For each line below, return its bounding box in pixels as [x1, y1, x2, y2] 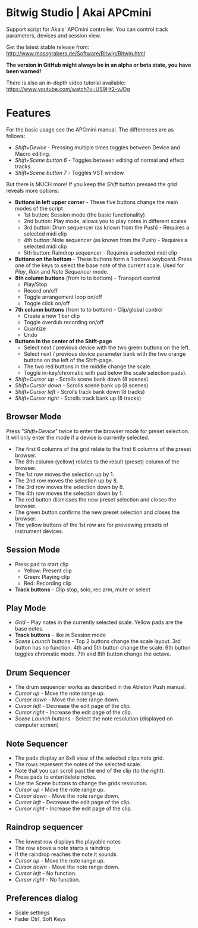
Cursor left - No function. [14, 869, 77, 877]
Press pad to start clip [14, 560, 69, 568]
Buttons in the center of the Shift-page [14, 337, 112, 344]
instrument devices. [14, 527, 64, 535]
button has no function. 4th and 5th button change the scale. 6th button [14, 644, 191, 651]
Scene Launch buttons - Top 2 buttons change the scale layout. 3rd [14, 638, 181, 645]
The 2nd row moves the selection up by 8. [14, 476, 118, 484]
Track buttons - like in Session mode [14, 631, 106, 639]
